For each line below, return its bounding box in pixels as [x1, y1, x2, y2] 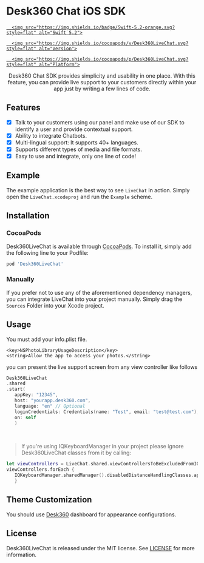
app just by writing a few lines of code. [53, 85, 151, 92]
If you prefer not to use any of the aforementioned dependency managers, [6, 289, 192, 296]
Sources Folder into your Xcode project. [6, 302, 104, 309]
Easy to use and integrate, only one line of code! [15, 153, 137, 160]
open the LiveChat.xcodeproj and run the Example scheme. [6, 193, 153, 200]
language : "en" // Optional [14, 403, 86, 409]
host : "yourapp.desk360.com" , [14, 397, 91, 404]
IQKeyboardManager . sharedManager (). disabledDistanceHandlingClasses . [14, 472, 194, 479]
